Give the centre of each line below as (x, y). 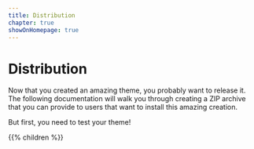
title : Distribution (42, 15)
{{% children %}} (36, 137)
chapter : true (31, 23)
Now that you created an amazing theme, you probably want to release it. (127, 90)
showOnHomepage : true (44, 30)
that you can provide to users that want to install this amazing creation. (123, 107)
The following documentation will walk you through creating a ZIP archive (127, 99)
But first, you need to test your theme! (70, 122)
